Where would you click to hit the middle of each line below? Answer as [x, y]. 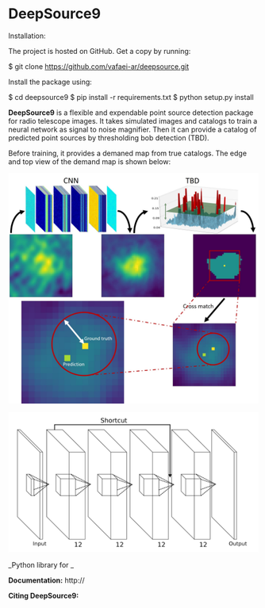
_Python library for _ [41, 565]
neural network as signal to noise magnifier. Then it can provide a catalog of [132, 129]
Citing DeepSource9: [44, 596]
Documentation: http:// [46, 580]
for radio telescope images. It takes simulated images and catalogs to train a [133, 120]
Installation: [27, 36]
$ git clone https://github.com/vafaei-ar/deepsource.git [99, 66]
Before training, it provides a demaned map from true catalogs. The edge [128, 153]
